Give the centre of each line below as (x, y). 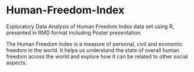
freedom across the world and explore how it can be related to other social (97, 56)
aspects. (17, 63)
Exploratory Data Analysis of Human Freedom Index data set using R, (90, 26)
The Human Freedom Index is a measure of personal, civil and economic (94, 44)
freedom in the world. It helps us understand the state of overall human (93, 50)
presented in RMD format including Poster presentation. (74, 32)
